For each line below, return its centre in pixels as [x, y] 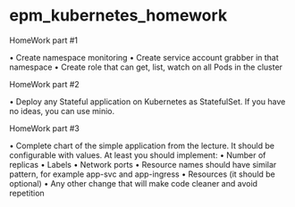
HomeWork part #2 [45, 84]
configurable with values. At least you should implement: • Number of [138, 155]
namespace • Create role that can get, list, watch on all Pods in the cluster [146, 67]
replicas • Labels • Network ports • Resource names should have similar [143, 164]
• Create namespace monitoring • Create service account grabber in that [144, 57]
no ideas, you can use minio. [62, 111]
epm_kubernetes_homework [118, 16]
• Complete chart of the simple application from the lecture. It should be [142, 145]
